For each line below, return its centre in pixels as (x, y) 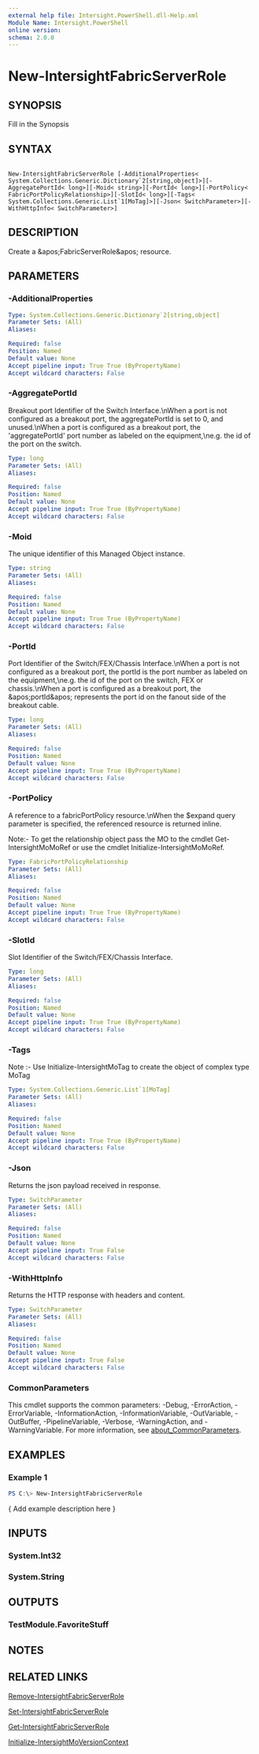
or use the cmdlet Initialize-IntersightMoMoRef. (148, 847)
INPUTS (28, 1533)
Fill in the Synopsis (39, 124)
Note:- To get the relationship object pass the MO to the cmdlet (111, 838)
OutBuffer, (25, 1422)
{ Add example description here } (62, 1508)
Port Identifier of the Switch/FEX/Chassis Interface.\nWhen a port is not (124, 664)
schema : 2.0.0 (31, 37)
